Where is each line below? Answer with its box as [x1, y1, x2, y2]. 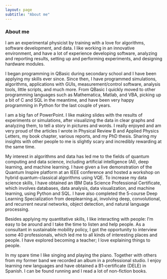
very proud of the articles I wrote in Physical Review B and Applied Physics [5, 128, 159, 134]
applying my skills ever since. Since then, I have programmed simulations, [5, 76, 157, 82]
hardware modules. [5, 61, 45, 67]
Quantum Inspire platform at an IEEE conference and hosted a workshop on [5, 169, 160, 175]
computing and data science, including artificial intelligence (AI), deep [5, 158, 149, 164]
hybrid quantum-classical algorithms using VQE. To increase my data [5, 174, 147, 180]
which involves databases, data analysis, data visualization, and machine [5, 185, 155, 191]
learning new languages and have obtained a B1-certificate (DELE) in [5, 263, 146, 269]
